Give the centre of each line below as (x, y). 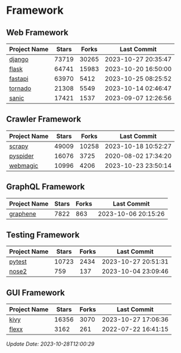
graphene (23, 214)
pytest (18, 262)
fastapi (19, 79)
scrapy (19, 146)
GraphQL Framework (46, 187)
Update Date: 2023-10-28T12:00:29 (50, 344)
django (19, 59)
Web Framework (37, 33)
